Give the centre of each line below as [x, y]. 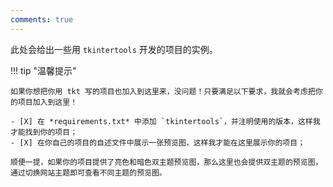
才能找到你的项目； [44, 132]
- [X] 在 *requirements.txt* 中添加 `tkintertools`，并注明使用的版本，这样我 [165, 121]
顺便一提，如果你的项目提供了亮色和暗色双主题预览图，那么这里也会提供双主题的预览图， [166, 162]
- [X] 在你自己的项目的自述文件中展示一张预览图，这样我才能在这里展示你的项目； [158, 142]
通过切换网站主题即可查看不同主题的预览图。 [88, 172]
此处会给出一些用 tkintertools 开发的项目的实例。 [114, 49]
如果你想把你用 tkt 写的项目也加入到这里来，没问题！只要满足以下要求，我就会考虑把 [163, 91]
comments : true [42, 19]
